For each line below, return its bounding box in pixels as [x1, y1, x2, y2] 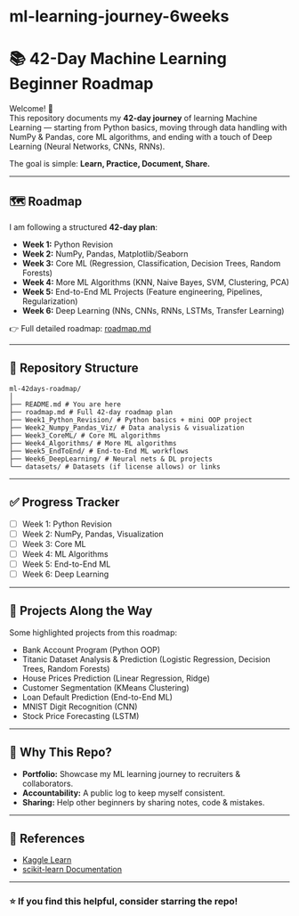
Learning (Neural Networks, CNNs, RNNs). [9, 141, 166, 152]
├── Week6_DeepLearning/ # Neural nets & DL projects [9, 454, 214, 463]
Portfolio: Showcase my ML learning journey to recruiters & [21, 768, 241, 779]
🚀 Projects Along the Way [9, 603, 153, 618]
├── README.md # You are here [9, 399, 122, 409]
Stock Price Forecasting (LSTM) [21, 710, 140, 721]
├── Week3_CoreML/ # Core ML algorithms [9, 430, 162, 440]
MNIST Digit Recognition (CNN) [21, 701, 138, 712]
